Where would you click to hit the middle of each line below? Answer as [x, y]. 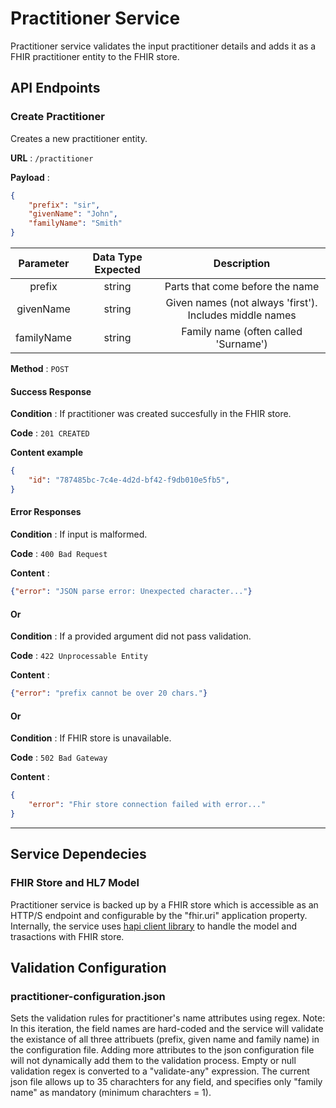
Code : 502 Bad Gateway [59, 758]
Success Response [51, 391]
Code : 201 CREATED [50, 433]
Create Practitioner [57, 117]
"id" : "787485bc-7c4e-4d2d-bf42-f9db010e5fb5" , [129, 480]
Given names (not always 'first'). [241, 302]
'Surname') [241, 344]
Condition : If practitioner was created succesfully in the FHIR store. [151, 414]
